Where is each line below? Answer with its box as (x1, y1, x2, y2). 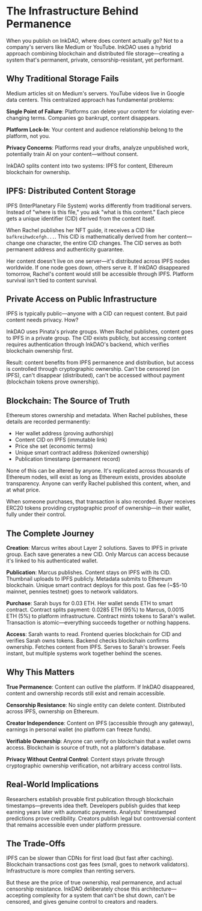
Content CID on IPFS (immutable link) (14, 436, 108, 444)
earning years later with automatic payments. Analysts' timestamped (6, 808, 176, 815)
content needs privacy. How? (6, 317, 79, 324)
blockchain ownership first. (6, 347, 74, 355)
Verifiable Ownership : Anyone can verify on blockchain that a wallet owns (6, 737, 191, 745)
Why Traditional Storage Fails (6, 74, 119, 84)
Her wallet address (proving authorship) (14, 430, 114, 437)
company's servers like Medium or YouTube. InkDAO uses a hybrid (6, 43, 171, 51)
